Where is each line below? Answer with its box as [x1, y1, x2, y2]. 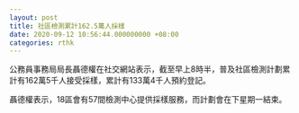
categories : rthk [9, 38, 75, 48]
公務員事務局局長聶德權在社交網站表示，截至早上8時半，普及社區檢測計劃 [9, 64, 283, 74]
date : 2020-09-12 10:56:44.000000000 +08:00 [9, 30, 179, 39]
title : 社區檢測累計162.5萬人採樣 [9, 22, 125, 30]
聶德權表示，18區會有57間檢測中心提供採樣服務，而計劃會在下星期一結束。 [9, 94, 287, 105]
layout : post [9, 13, 59, 22]
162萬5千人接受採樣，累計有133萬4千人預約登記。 [24, 75, 212, 86]
